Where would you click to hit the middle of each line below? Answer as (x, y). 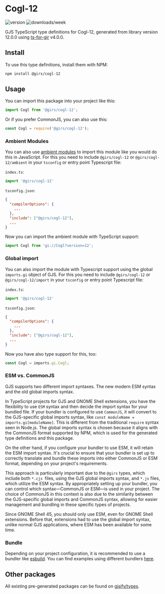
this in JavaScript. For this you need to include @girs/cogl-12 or (70, 157)
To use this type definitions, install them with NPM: (57, 64)
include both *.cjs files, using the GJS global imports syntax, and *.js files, (82, 478)
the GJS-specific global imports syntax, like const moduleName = (70, 417)
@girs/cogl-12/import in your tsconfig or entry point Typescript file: (74, 279)
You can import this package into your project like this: (60, 101)
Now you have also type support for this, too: (51, 354)
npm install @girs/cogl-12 (33, 74)
